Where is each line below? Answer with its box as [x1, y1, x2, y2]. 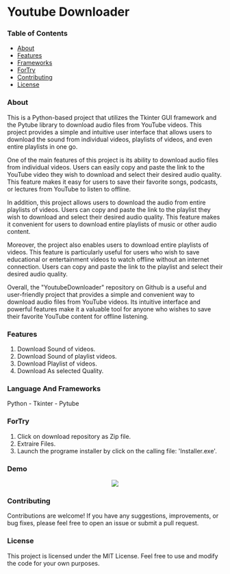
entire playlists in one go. [7, 142, 78, 151]
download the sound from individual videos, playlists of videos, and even [7, 135, 213, 143]
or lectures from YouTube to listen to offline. [7, 184, 131, 193]
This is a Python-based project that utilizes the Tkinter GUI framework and [7, 113, 217, 121]
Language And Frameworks [7, 384, 101, 393]
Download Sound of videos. [16, 345, 96, 353]
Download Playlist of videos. [16, 359, 98, 368]
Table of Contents [7, 29, 68, 38]
